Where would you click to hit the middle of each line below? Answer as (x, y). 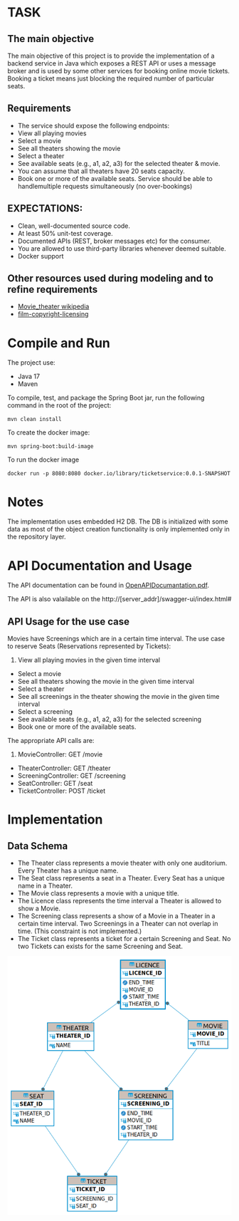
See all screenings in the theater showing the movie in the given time (118, 697)
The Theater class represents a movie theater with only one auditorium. (122, 863)
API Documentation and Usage (100, 565)
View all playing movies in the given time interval (89, 660)
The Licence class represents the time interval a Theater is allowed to (119, 901)
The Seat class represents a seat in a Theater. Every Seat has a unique (121, 878)
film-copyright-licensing (53, 314)
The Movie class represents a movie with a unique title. (98, 893)
